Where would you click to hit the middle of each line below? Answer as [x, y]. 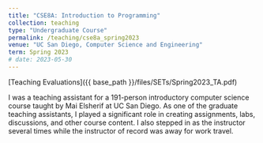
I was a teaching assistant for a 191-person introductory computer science [129, 97]
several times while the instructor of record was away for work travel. [121, 130]
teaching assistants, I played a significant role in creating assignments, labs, [131, 114]
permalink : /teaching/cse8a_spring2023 [74, 38]
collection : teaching [44, 23]
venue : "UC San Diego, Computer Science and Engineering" [105, 45]
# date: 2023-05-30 [40, 60]
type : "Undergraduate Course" [58, 30]
